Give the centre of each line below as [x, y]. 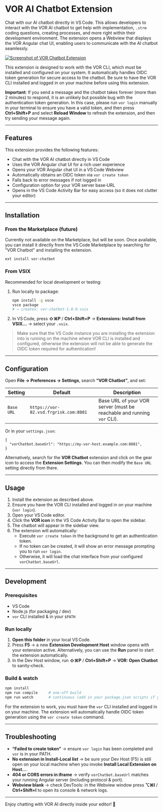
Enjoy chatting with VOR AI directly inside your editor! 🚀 [60, 804]
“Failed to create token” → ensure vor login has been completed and [82, 749]
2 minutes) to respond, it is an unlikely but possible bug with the [69, 97]
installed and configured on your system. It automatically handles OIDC [76, 72]
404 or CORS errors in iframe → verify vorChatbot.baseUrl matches [80, 774]
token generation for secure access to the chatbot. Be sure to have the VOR [81, 77]
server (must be [116, 407]
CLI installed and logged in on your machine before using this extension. [77, 83]
